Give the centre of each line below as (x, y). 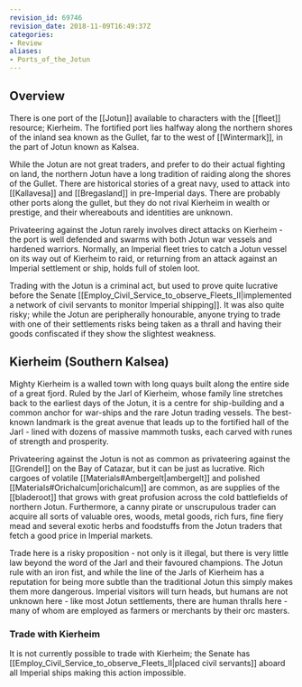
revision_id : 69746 (46, 18)
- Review (26, 43)
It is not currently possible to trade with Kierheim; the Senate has (130, 653)
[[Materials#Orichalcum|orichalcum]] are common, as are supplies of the (145, 487)
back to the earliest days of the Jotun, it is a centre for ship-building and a (147, 403)
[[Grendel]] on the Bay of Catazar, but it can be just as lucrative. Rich (137, 468)
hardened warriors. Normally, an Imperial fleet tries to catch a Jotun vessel (148, 248)
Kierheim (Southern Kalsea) (89, 362)
